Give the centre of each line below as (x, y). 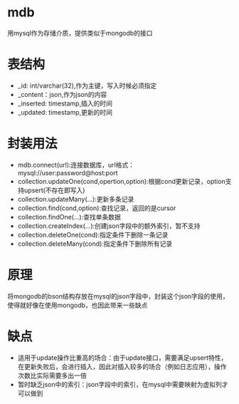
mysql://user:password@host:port (68, 172)
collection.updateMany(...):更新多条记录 (76, 199)
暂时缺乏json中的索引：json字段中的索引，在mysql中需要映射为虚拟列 (119, 384)
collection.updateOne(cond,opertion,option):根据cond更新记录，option (121, 181)
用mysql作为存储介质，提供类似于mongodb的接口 (80, 33)
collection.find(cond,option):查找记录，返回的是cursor (97, 208)
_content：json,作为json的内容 (62, 94)
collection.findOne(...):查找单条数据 (69, 217)
